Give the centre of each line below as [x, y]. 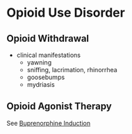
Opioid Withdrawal [48, 39]
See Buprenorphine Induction [49, 123]
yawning [39, 62]
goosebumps [46, 77]
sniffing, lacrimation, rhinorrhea [72, 70]
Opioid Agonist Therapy [59, 107]
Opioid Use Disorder [66, 13]
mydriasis [41, 84]
